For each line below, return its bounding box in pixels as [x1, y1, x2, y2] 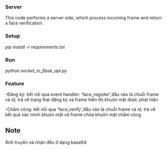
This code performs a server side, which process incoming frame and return [5, 15, 162, 21]
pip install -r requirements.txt [5, 44, 65, 50]
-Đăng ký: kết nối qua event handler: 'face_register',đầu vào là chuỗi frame [5, 91, 159, 98]
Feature [5, 80, 24, 87]
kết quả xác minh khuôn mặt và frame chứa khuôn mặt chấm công [5, 112, 141, 118]
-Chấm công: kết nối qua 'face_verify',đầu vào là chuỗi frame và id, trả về [5, 106, 156, 113]
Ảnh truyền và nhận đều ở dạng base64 [5, 140, 87, 145]
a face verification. [5, 20, 44, 26]
